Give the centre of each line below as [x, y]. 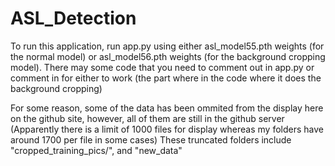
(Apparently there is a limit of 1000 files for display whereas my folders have [167, 129]
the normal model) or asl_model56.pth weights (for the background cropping [168, 56]
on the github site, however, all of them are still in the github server [147, 118]
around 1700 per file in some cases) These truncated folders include [151, 139]
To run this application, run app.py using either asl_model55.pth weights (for [167, 46]
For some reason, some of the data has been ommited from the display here [167, 108]
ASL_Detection [73, 18]
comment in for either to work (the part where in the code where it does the [166, 78]
